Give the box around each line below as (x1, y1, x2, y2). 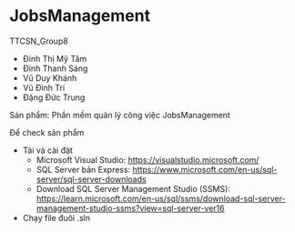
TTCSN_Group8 (9, 35, 68, 46)
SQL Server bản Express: (36, 164, 131, 175)
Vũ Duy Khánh (22, 72, 77, 83)
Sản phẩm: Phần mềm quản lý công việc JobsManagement (9, 109, 230, 120)
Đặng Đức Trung (22, 92, 86, 103)
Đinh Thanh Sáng (22, 63, 88, 74)
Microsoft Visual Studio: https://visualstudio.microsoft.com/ (36, 154, 259, 165)
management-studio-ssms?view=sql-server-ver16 (36, 202, 225, 214)
